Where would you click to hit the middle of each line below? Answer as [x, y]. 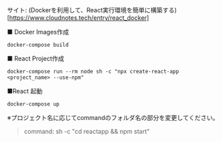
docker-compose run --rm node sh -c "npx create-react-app [93, 71]
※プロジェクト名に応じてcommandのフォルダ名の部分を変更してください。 [113, 118]
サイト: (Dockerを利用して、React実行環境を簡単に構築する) [92, 10]
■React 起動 [25, 91]
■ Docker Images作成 [38, 32]
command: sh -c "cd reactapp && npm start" [87, 131]
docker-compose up [33, 104]
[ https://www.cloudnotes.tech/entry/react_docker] [78, 18]
